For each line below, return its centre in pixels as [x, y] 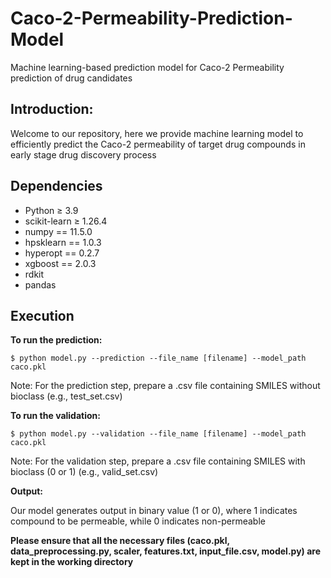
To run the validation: [55, 416]
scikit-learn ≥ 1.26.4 [66, 221]
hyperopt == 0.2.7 [62, 253]
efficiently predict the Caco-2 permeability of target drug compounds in [158, 144]
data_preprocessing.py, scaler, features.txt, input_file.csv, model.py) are [165, 551]
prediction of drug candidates [71, 78]
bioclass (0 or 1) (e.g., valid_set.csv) [84, 472]
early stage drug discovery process [83, 154]
